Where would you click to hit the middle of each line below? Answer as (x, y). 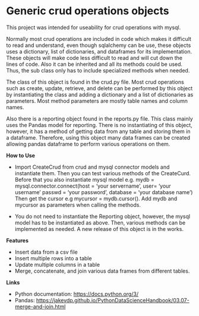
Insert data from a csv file (46, 252)
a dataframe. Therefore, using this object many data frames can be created (98, 137)
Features (17, 240)
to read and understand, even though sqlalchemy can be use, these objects (99, 45)
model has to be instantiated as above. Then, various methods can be (100, 222)
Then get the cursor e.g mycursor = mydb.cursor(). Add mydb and (96, 198)
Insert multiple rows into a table (53, 258)
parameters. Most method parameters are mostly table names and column (97, 101)
